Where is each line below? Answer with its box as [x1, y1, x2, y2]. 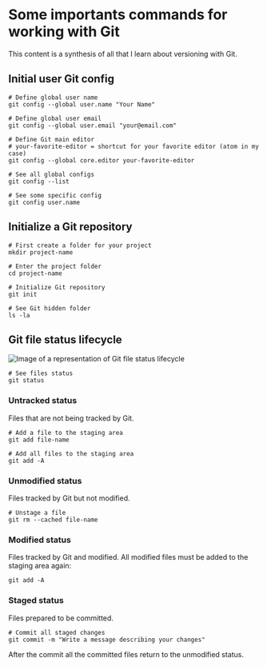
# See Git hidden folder [8, 304, 91, 313]
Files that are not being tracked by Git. [8, 413, 134, 423]
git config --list [8, 177, 70, 185]
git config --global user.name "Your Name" [8, 100, 156, 109]
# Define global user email [8, 114, 102, 122]
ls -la [8, 311, 30, 319]
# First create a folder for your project [8, 241, 152, 249]
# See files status [8, 369, 74, 377]
